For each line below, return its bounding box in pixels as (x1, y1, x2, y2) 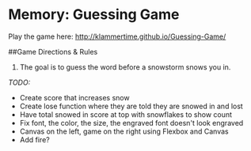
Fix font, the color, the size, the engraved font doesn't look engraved (19, 118, 244, 127)
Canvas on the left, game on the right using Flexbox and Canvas (19, 126, 229, 136)
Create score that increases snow (19, 92, 130, 102)
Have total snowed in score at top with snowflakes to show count (19, 109, 232, 119)
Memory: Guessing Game (8, 6, 180, 24)
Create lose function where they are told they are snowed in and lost (19, 101, 243, 111)
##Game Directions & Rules (8, 47, 98, 56)
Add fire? (19, 134, 50, 144)
